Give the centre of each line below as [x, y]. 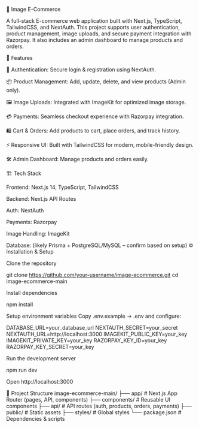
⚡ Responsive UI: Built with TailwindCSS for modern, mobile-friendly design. [100, 145]
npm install [20, 305]
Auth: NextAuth [25, 210]
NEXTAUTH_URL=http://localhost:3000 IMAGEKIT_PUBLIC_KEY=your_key [97, 334]
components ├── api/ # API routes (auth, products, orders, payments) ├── [99, 406]
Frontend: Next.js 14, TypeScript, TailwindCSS [63, 187]
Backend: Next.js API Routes [41, 199]
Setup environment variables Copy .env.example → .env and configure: [94, 316]
